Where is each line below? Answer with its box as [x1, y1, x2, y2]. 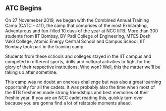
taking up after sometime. [5, 69, 58, 75]
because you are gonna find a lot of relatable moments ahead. [5, 100, 132, 106]
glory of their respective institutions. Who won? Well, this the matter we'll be [5, 64, 161, 70]
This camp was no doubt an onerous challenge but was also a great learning [5, 79, 162, 85]
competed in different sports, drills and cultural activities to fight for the [5, 58, 151, 64]
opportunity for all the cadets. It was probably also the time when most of [5, 84, 155, 90]
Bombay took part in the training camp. [5, 43, 85, 49]
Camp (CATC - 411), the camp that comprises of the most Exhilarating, [5, 22, 148, 28]
